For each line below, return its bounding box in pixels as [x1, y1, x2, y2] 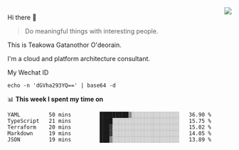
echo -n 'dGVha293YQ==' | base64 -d [7, 82, 116, 89]
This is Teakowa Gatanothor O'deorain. [7, 41, 122, 49]
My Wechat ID [7, 68, 49, 77]
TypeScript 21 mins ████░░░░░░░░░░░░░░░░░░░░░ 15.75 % [7, 117, 212, 124]
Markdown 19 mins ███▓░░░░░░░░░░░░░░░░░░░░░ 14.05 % [7, 130, 212, 137]
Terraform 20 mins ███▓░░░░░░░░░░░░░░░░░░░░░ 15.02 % [7, 124, 212, 131]
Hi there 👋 [7, 14, 37, 21]
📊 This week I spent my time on [7, 95, 104, 103]
